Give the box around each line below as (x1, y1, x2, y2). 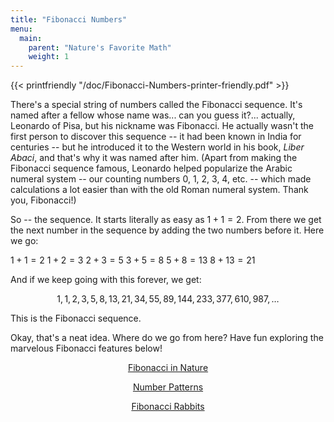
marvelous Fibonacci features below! (10, 342, 163, 355)
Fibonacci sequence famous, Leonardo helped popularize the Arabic (10, 162, 293, 175)
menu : (10, 24, 33, 34)
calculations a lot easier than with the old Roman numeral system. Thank (10, 184, 309, 196)
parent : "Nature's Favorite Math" (28, 42, 172, 53)
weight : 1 (28, 52, 70, 62)
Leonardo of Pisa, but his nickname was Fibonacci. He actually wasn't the (10, 120, 315, 132)
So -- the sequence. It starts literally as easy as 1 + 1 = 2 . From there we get (10, 214, 322, 226)
